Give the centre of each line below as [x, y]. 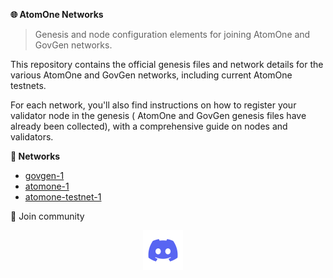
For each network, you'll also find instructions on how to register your [153, 105]
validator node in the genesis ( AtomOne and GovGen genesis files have [158, 115]
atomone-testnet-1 [63, 197]
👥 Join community [47, 216]
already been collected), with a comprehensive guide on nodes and [149, 126]
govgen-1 [44, 175]
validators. [32, 137]
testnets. [28, 85]
